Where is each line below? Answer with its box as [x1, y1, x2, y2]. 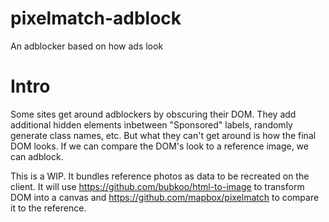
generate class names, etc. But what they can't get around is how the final [10, 129, 317, 141]
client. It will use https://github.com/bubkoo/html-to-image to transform [10, 180, 305, 192]
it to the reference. [10, 202, 87, 214]
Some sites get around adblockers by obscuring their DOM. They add [10, 108, 297, 120]
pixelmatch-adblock [10, 7, 182, 30]
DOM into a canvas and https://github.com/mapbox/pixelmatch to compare [10, 191, 320, 203]
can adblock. [10, 150, 64, 162]
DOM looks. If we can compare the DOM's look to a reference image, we [10, 140, 309, 152]
